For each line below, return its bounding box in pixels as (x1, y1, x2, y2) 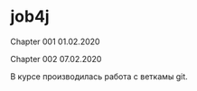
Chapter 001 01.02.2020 (10, 36, 100, 47)
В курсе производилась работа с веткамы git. (10, 70, 188, 82)
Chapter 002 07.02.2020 (10, 53, 102, 64)
